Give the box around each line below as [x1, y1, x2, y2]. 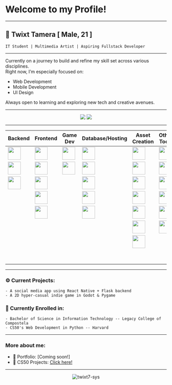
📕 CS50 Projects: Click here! [12, 359, 73, 365]
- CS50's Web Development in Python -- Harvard [5, 325, 109, 331]
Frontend [34, 135, 58, 142]
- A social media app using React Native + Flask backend [5, 288, 132, 294]
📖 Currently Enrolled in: [5, 305, 64, 312]
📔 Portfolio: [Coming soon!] [12, 353, 70, 359]
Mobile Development [12, 83, 57, 90]
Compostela [5, 321, 29, 326]
